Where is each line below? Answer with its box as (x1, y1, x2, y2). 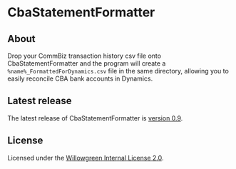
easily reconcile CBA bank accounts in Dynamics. (7, 74, 153, 83)
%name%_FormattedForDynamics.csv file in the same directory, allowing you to (7, 67, 230, 75)
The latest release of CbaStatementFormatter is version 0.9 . (7, 113, 183, 122)
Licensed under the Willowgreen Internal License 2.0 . (7, 153, 164, 162)
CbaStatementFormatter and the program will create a (7, 59, 166, 68)
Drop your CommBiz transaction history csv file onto (7, 51, 162, 60)
